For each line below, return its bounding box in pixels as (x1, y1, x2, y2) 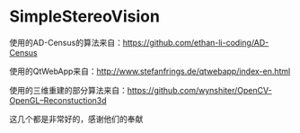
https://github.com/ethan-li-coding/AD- (122, 37, 269, 48)
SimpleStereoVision (9, 6, 160, 27)
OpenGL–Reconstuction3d (9, 94, 107, 105)
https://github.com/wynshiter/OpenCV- (127, 84, 272, 95)
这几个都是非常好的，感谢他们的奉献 (9, 113, 144, 124)
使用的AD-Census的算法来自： (9, 37, 123, 48)
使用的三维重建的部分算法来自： (9, 84, 128, 95)
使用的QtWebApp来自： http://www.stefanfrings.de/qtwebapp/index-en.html (9, 66, 291, 76)
